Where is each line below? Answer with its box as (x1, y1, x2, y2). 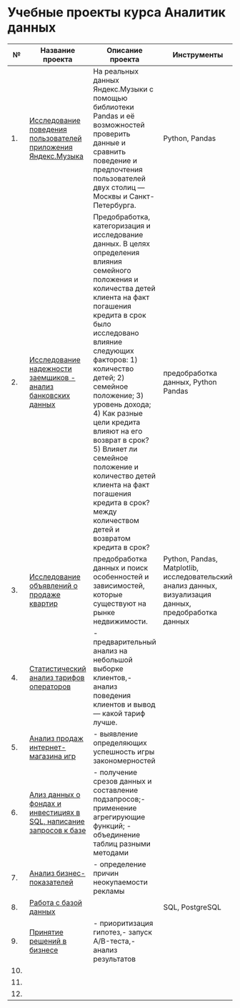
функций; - (92, 821, 132, 831)
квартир (29, 598, 59, 608)
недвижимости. (92, 616, 148, 626)
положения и (92, 274, 139, 284)
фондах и (29, 798, 62, 808)
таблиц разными (92, 839, 151, 849)
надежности (29, 364, 73, 374)
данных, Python (163, 376, 217, 386)
